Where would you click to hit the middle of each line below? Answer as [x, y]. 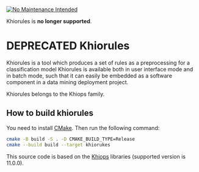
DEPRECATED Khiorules [68, 46]
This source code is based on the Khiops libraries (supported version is [96, 156]
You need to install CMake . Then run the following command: [83, 127]
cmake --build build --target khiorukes [59, 145]
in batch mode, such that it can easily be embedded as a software [89, 76]
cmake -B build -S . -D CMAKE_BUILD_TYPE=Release [71, 139]
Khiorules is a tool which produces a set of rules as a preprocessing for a [98, 63]
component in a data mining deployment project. [67, 82]
